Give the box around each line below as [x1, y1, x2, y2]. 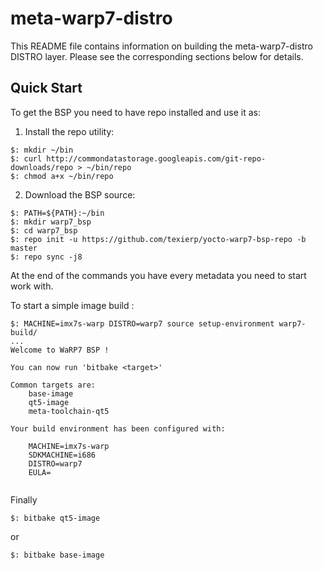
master [10, 243, 38, 253]
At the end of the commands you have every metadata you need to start [10, 269, 307, 281]
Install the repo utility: [24, 125, 115, 137]
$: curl [10, 153, 43, 164]
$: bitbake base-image [10, 550, 105, 560]
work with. [10, 280, 54, 292]
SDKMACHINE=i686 [28, 450, 97, 460]
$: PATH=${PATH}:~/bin [10, 208, 105, 218]
